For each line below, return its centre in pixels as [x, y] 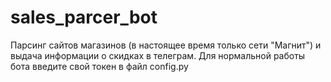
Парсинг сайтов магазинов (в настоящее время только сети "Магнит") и [166, 45]
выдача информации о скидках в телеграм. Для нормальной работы [158, 55]
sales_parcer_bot [84, 17]
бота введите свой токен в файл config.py [99, 66]
